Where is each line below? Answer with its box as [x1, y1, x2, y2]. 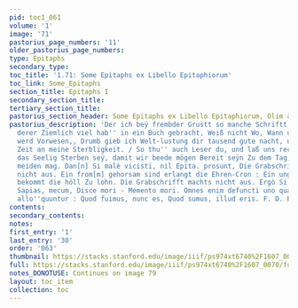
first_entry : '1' [9, 227, 74, 236]
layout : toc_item [9, 277, 74, 286]
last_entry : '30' [9, 236, 74, 245]
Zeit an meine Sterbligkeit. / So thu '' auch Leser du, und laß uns [17, 145, 276, 154]
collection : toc [9, 285, 69, 294]
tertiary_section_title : [9, 104, 101, 113]
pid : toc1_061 [9, 12, 62, 22]
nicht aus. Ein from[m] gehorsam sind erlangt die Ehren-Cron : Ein [17, 170, 276, 178]
